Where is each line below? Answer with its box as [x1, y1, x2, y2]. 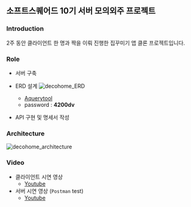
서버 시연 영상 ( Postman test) [15, 187, 84, 194]
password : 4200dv [24, 101, 75, 108]
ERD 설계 [15, 82, 38, 90]
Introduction [6, 24, 44, 33]
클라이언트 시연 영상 [15, 173, 63, 180]
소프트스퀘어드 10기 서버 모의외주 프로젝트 [6, 5, 156, 16]
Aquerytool [24, 94, 53, 102]
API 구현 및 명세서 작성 [15, 114, 70, 121]
